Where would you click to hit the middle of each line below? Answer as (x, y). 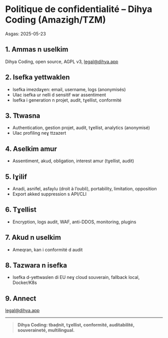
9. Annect (21, 298)
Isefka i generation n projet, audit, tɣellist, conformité (67, 100)
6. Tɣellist (21, 210)
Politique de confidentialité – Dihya (79, 9)
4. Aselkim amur (31, 149)
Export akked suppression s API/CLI (49, 194)
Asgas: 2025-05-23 (25, 34)
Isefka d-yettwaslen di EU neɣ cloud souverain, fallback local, (76, 277)
